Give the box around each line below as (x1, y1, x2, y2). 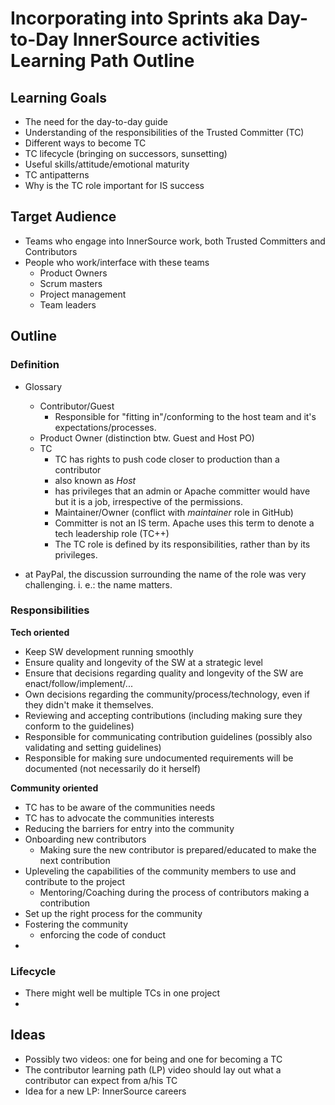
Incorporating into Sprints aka (10, 7, 264, 30)
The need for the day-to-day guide (24, 116, 168, 127)
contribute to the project (24, 875, 126, 887)
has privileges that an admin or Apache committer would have (54, 485, 311, 497)
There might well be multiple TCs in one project (24, 987, 221, 999)
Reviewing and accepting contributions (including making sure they (24, 709, 303, 721)
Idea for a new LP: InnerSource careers (24, 1085, 187, 1097)
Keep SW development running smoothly (24, 645, 194, 657)
